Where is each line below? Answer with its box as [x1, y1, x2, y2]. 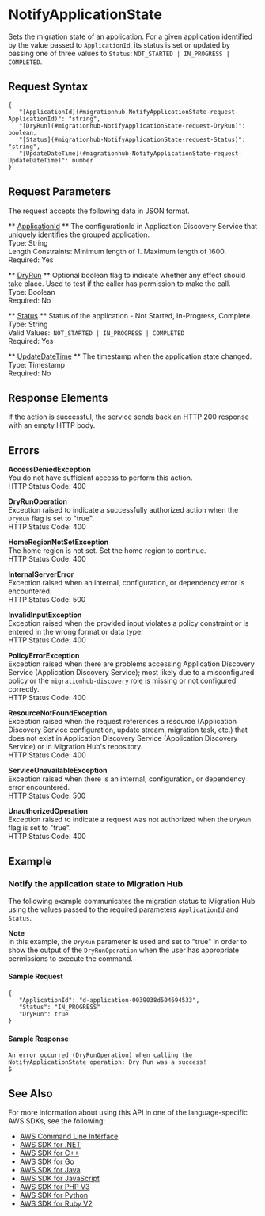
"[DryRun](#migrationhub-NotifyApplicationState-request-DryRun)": [18, 121, 246, 130]
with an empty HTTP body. [8, 421, 96, 430]
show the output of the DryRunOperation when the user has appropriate [8, 945, 240, 955]
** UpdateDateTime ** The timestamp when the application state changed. [8, 351, 252, 361]
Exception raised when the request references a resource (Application [8, 717, 237, 726]
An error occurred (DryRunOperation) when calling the [8, 1051, 193, 1059]
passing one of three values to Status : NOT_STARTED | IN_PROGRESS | [8, 48, 230, 58]
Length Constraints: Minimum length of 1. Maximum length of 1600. [8, 246, 227, 256]
